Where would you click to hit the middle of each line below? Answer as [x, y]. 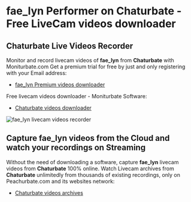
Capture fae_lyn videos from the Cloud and [88, 138]
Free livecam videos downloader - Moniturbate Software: [77, 96]
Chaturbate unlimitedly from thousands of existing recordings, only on [93, 174]
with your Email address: [37, 73]
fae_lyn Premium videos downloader [60, 85]
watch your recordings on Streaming [76, 148]
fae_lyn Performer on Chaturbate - [94, 11]
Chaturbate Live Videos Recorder [70, 46]
